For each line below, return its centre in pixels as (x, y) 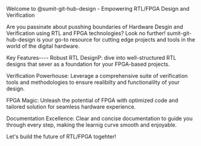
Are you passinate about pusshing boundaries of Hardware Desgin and (95, 27)
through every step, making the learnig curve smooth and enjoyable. (92, 125)
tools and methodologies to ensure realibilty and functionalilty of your (93, 82)
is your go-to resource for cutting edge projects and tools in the (116, 40)
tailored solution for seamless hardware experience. (71, 107)
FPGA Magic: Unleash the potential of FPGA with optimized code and (92, 100)
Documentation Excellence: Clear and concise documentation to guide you (99, 118)
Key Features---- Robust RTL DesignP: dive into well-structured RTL (91, 58)
